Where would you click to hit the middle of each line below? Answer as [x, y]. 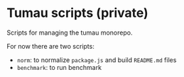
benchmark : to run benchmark [59, 67]
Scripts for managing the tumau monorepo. [70, 32]
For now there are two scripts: [51, 46]
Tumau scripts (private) [77, 13]
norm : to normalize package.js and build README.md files [97, 60]
